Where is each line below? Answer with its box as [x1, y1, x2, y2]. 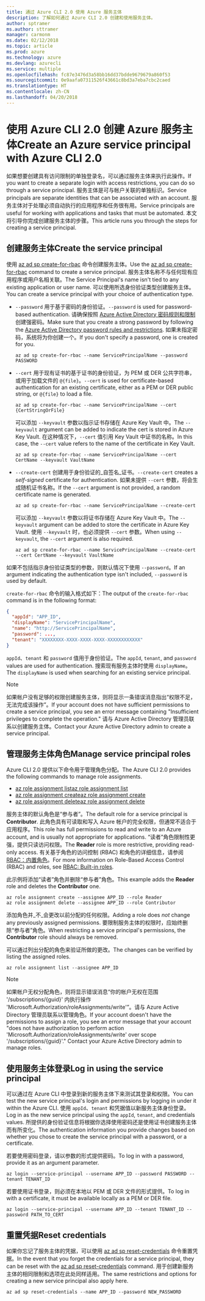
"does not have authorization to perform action [6, 1025, 124, 1032]
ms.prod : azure [6, 49, 45, 55]
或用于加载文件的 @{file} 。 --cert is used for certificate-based [15, 377, 174, 384]
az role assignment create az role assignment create [15, 791, 146, 799]
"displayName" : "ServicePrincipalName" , [12, 620, 116, 626]
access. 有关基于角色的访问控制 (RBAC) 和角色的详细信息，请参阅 [18, 848, 184, 856]
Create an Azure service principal [17, 138, 191, 152]
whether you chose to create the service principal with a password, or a [6, 1133, 187, 1141]
